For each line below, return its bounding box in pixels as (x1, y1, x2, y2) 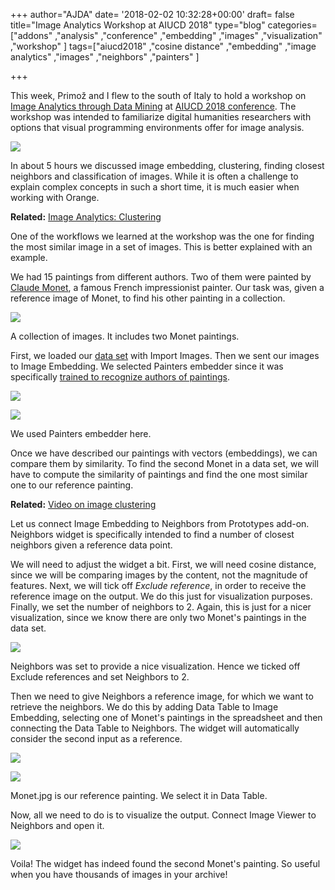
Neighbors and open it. (10, 820, 105, 831)
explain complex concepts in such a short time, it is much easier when (10, 181, 300, 193)
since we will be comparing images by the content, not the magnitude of (10, 569, 308, 581)
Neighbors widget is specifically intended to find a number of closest (10, 529, 295, 540)
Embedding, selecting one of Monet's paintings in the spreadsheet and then (10, 712, 323, 723)
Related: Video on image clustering (10, 499, 157, 510)
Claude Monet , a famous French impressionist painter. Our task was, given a (10, 282, 325, 293)
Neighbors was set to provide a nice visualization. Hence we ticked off (10, 660, 301, 672)
